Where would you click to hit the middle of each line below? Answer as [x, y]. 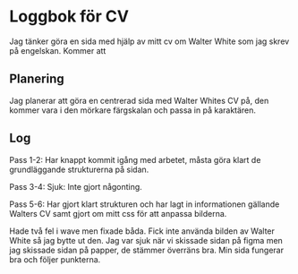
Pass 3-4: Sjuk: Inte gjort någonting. [76, 186]
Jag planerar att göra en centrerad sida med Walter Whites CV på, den [139, 100]
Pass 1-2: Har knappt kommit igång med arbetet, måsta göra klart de [135, 159]
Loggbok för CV [69, 17]
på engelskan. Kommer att [58, 50]
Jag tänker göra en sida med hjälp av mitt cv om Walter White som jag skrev [149, 41]
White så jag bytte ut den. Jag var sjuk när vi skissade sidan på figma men [146, 240]
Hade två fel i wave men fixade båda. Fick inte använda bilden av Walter [142, 231]
